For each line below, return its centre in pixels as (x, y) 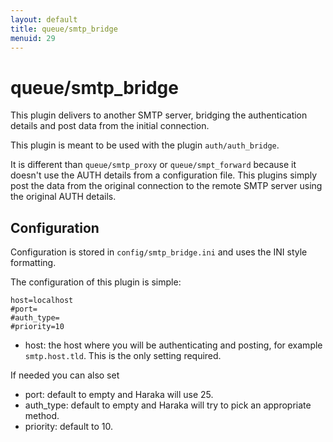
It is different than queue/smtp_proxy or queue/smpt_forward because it (153, 165)
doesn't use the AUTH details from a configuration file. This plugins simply (164, 175)
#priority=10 (37, 327)
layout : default (44, 19)
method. (42, 416)
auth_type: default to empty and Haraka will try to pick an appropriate (168, 405)
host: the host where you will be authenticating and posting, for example (173, 345)
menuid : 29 (33, 38)
